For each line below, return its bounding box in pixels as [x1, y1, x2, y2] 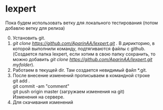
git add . [12, 78, 30, 84]
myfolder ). [12, 62, 34, 68]
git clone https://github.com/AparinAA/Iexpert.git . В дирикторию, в [12, 40, 155, 46]
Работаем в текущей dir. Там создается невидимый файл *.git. [12, 67, 147, 73]
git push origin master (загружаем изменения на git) [12, 88, 125, 94]
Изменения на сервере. [12, 94, 65, 100]
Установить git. [12, 35, 46, 41]
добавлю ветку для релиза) [5, 25, 65, 31]
